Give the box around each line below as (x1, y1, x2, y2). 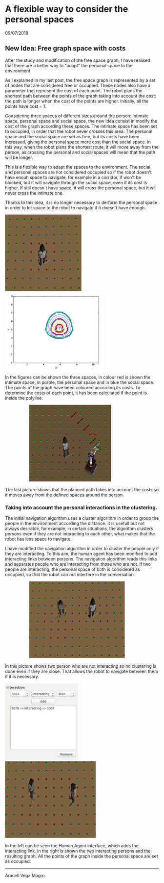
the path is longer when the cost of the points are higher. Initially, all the (5, 98, 149, 104)
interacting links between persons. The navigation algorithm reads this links (5, 556, 157, 562)
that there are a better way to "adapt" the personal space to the (5, 62, 133, 68)
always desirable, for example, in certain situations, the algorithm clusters (5, 526, 153, 531)
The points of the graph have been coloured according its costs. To (5, 384, 141, 390)
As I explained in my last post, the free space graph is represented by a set (5, 77, 156, 83)
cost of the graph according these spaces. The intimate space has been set (5, 123, 157, 129)
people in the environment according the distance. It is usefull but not (5, 521, 145, 527)
